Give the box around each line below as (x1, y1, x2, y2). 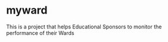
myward (6, 4, 48, 17)
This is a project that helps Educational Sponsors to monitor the (6, 23, 162, 30)
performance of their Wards (6, 29, 74, 36)
